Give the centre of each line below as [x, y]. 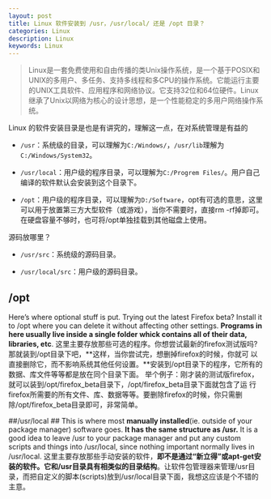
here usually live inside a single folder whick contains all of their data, [128, 334]
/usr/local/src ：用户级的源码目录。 [81, 271]
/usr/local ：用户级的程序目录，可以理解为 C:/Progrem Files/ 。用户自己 [140, 173]
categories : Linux [39, 31]
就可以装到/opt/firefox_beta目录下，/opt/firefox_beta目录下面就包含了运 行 [132, 384]
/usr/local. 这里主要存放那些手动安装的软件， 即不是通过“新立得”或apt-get [131, 456]
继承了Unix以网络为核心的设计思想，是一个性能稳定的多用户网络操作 [142, 100]
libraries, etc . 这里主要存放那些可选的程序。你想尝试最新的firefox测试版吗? [133, 343]
